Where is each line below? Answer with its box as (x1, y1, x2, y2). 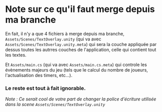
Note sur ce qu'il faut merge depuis (5, 3, 155, 15)
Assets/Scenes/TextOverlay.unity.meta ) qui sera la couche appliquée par (5, 41, 157, 47)
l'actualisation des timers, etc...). (5, 72, 73, 78)
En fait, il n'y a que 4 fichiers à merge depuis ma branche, (5, 30, 124, 36)
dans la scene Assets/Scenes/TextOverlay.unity (5, 101, 105, 107)
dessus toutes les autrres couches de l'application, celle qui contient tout (5, 46, 156, 52)
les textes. (5, 51, 27, 58)
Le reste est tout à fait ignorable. (5, 84, 86, 91)
